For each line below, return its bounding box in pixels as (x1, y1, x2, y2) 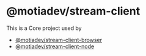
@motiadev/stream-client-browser (15, 36, 103, 43)
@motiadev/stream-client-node (15, 43, 95, 50)
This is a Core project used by (6, 24, 82, 32)
